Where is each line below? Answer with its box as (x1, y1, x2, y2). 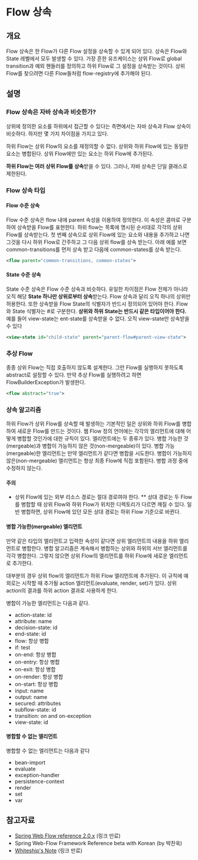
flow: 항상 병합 (14, 637, 49, 644)
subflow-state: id (14, 706, 57, 713)
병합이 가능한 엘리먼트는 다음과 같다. (6, 599, 90, 607)
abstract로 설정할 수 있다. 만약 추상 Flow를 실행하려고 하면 (6, 371, 142, 379)
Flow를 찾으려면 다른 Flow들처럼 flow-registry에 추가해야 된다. (6, 70, 152, 77)
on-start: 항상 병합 (14, 680, 59, 687)
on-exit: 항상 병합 (14, 665, 56, 672)
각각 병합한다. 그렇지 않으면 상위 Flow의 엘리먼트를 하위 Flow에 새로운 (6, 552, 168, 559)
